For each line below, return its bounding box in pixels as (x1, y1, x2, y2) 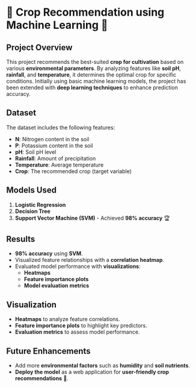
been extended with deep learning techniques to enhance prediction (6, 84, 179, 91)
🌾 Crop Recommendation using (6, 5, 165, 19)
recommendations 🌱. (14, 375, 69, 382)
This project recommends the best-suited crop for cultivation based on (6, 59, 184, 65)
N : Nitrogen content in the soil (14, 135, 90, 142)
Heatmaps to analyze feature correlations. (14, 316, 120, 323)
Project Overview (6, 42, 73, 52)
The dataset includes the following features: (6, 124, 115, 131)
